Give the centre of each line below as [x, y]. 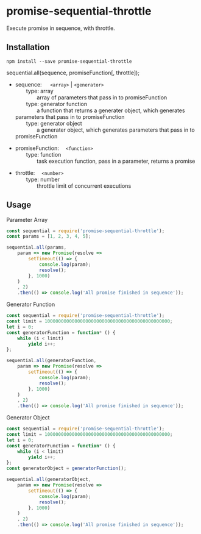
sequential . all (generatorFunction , [51, 361]
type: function [44, 154]
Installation [28, 47]
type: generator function [56, 104]
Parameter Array [27, 219]
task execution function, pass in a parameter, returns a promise [116, 161]
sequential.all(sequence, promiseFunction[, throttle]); [73, 73]
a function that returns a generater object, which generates [111, 110]
